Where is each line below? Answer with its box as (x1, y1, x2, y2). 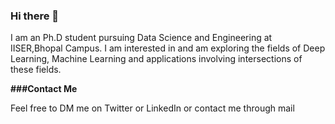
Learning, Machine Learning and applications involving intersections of (10, 53, 303, 65)
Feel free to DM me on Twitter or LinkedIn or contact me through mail (10, 102, 295, 114)
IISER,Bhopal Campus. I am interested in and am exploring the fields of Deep (10, 42, 326, 54)
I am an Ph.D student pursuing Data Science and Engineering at (10, 32, 273, 44)
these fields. (10, 64, 62, 76)
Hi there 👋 (10, 9, 60, 23)
